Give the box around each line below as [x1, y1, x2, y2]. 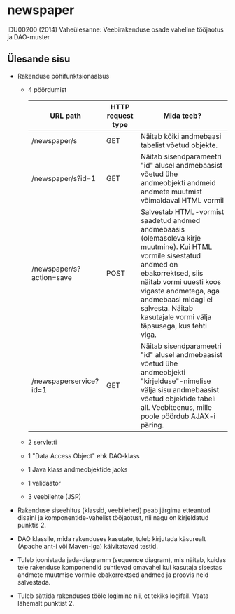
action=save [31, 272, 72, 282]
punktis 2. [17, 521, 47, 529]
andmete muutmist [141, 187, 203, 196]
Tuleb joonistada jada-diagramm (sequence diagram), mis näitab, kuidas [17, 555, 227, 563]
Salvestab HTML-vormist [141, 206, 225, 216]
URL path [50, 111, 82, 121]
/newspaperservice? [31, 376, 99, 386]
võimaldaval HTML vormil [141, 195, 225, 205]
